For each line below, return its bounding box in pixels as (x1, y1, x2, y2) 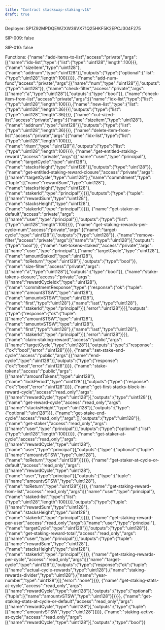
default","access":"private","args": (5, 211, 75, 217)
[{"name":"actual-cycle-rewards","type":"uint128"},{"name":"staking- (5, 567, 146, 573)
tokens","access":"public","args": (5, 368, 72, 374)
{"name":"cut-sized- (73, 111, 115, 117)
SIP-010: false (5, 44, 33, 50)
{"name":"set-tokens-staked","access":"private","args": (40, 242, 153, 248)
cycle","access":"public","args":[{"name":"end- (5, 352, 101, 358)
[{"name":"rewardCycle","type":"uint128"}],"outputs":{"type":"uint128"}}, (5, 394, 153, 400)
